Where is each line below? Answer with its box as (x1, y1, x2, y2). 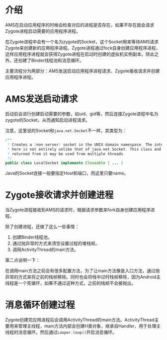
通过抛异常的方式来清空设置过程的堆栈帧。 (12, 241, 100, 247)
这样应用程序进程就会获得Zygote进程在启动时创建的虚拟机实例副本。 (5, 51, 146, 57)
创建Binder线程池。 (12, 234, 52, 240)
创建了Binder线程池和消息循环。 (18, 57, 84, 63)
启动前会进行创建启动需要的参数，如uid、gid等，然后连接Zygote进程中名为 (5, 110, 159, 117)
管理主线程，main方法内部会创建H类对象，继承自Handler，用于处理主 (18, 323, 161, 329)
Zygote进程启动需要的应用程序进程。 (5, 28, 81, 34)
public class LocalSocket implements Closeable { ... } (5, 161, 123, 166)
